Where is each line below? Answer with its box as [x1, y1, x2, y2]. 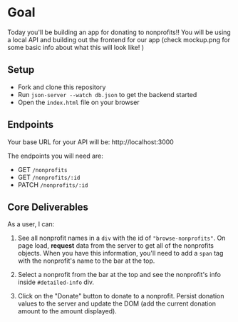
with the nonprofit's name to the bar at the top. [17, 256, 155, 265]
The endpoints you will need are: [7, 151, 103, 160]
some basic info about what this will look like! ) [7, 43, 145, 51]
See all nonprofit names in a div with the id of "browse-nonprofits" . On [17, 233, 226, 243]
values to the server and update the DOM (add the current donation [17, 299, 216, 308]
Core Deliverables [7, 201, 89, 213]
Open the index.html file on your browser [17, 98, 140, 106]
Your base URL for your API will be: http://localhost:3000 [7, 137, 175, 146]
